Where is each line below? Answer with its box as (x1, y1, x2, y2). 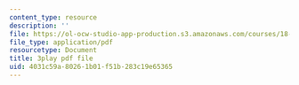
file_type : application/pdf (9, 37, 114, 47)
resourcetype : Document (9, 46, 98, 55)
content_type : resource (9, 12, 98, 22)
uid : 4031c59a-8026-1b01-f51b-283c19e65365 (9, 63, 174, 72)
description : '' (9, 21, 69, 30)
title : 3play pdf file (9, 54, 93, 63)
